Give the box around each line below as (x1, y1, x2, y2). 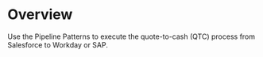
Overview (7, 6, 73, 24)
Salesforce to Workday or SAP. (7, 40, 108, 49)
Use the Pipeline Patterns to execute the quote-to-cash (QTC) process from (7, 32, 256, 41)
